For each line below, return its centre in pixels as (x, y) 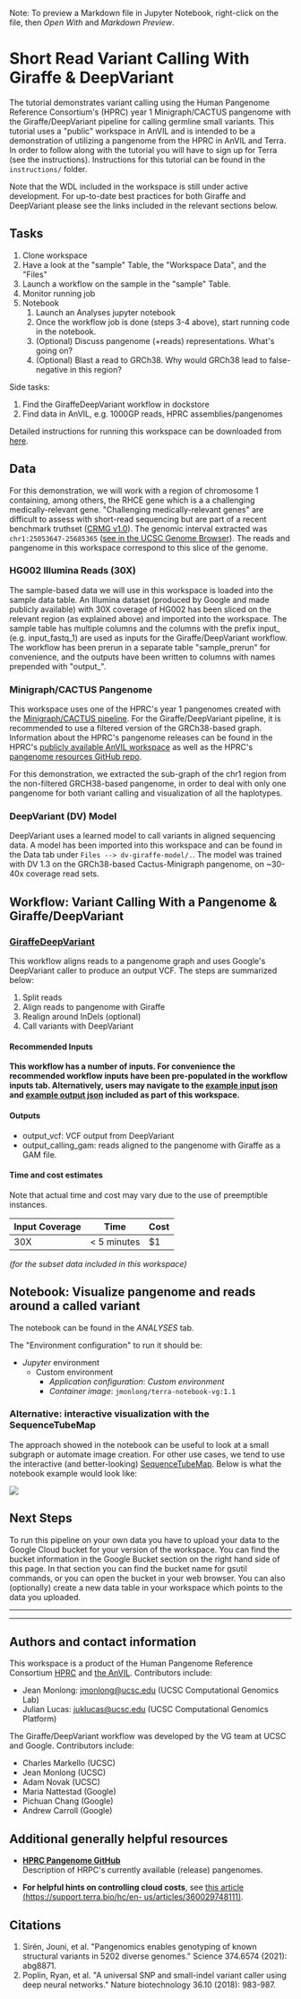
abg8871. (39, 1966)
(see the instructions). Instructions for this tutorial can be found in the (138, 159)
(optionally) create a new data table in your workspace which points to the (146, 1587)
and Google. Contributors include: (72, 1745)
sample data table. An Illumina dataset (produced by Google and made (140, 599)
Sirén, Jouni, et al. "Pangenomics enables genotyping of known (139, 1947)
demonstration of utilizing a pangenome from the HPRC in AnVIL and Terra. (148, 140)
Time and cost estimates (56, 1175)
